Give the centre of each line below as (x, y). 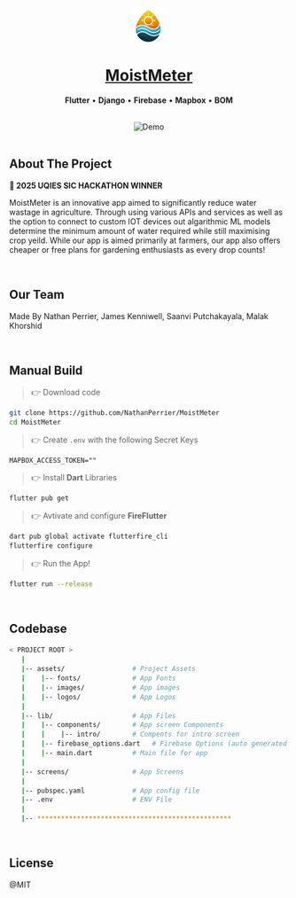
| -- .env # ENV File (97, 800)
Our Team (37, 295)
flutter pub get (39, 498)
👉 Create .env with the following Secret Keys (114, 440)
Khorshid (26, 325)
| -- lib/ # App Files (98, 715)
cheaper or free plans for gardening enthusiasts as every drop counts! (137, 249)
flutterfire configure (51, 546)
